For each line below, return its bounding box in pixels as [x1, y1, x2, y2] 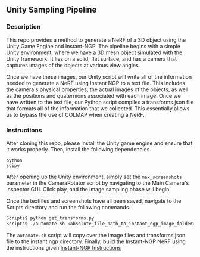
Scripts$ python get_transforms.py [6, 215, 95, 221]
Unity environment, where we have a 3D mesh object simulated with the [6, 49, 183, 56]
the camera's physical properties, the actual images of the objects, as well [6, 86, 189, 93]
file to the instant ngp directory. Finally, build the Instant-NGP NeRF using [6, 238, 186, 245]
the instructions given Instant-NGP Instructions [6, 244, 121, 251]
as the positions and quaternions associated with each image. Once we [6, 92, 182, 99]
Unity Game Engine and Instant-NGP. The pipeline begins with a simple [6, 42, 180, 49]
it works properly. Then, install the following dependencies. [6, 145, 152, 153]
